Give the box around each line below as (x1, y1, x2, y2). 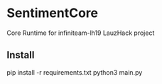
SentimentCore (6, 5, 99, 21)
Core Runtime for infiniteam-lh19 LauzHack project (6, 28, 155, 37)
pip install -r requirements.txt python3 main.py (6, 68, 143, 76)
